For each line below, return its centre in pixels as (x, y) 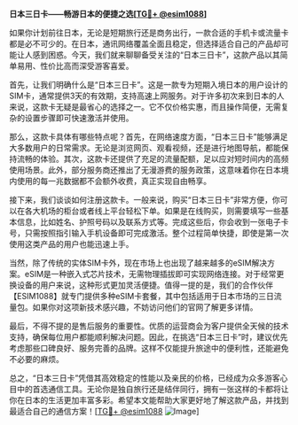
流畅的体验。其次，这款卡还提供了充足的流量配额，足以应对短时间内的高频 (153, 159)
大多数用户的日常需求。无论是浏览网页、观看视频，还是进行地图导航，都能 (145, 148)
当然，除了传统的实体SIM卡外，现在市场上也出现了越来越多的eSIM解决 (138, 263)
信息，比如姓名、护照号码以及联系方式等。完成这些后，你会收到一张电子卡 (153, 222)
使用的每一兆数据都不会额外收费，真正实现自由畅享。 (114, 181)
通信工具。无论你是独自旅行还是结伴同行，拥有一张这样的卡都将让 (168, 389)
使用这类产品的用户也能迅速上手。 (71, 244)
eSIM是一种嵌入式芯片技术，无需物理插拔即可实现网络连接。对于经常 (150, 274)
